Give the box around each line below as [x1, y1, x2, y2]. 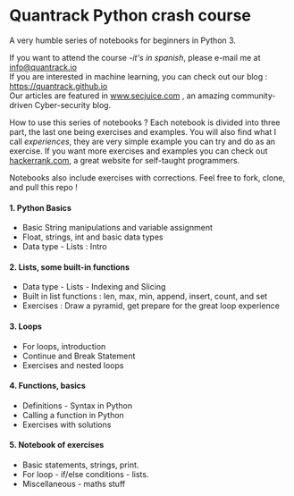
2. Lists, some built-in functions [9, 261, 130, 273]
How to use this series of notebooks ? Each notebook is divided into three [9, 117, 281, 128]
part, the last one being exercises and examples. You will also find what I [9, 126, 277, 137]
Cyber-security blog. [34, 99, 112, 110]
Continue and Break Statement [21, 350, 136, 361]
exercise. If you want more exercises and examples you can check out [9, 145, 268, 156]
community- [231, 90, 276, 101]
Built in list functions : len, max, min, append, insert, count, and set [21, 291, 268, 302]
